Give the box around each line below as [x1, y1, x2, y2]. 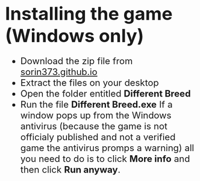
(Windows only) [5, 24, 145, 47]
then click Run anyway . [20, 164, 121, 176]
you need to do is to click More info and [20, 153, 190, 164]
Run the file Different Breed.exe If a [20, 99, 173, 110]
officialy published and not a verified [20, 131, 176, 143]
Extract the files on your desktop [20, 77, 160, 89]
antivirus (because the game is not [20, 120, 167, 132]
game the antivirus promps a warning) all [20, 142, 195, 153]
